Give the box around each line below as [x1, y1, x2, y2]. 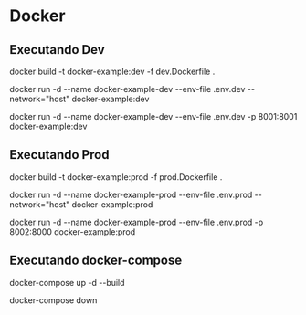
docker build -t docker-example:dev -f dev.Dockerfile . [9, 66, 216, 77]
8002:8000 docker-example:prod [9, 226, 135, 237]
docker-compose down [9, 294, 98, 306]
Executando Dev [9, 42, 105, 58]
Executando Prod [9, 147, 110, 163]
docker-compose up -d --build [9, 277, 125, 288]
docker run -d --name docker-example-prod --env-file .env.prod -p [9, 216, 264, 227]
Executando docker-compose [9, 253, 183, 268]
